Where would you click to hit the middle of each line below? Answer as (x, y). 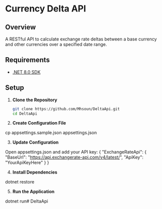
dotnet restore (20, 182)
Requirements (27, 60)
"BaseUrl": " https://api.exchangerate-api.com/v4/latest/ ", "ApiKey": (74, 157)
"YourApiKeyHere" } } (27, 163)
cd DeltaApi (25, 113)
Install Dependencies (35, 172)
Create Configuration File (39, 123)
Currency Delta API (46, 9)
